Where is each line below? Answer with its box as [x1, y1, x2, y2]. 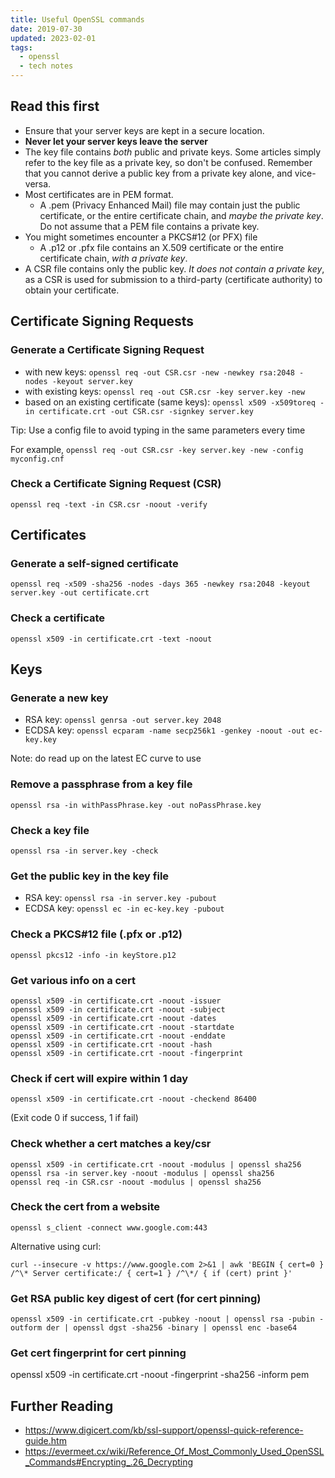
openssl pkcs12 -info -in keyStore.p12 [10, 950, 177, 960]
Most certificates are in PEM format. [24, 188, 174, 200]
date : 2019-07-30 [10, 24, 83, 34]
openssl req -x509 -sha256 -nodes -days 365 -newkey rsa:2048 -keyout [10, 579, 311, 590]
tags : [10, 42, 33, 53]
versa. [24, 177, 52, 190]
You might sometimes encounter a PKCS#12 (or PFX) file [24, 231, 258, 243]
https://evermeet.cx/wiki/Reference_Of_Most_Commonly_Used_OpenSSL [24, 1446, 325, 1458]
